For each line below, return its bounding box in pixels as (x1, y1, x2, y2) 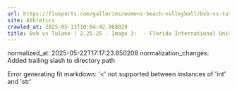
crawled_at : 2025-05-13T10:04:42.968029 (7, 23, 128, 30)
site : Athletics (7, 17, 55, 24)
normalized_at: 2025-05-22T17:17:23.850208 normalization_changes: (7, 49, 209, 57)
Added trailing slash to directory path (7, 57, 115, 65)
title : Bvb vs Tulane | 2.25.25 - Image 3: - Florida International (7, 29, 217, 37)
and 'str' (7, 78, 32, 86)
